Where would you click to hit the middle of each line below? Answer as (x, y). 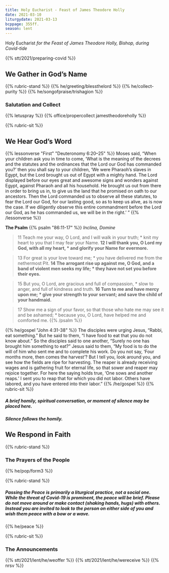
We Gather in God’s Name (46, 74)
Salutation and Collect (33, 105)
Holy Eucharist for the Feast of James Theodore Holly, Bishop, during (77, 43)
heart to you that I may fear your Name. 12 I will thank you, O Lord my (90, 243)
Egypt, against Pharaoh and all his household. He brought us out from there (83, 186)
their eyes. (29, 274)
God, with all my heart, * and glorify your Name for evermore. (83, 248)
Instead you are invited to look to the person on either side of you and (79, 508)
